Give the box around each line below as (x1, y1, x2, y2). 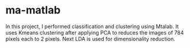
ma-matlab (5, 4, 61, 17)
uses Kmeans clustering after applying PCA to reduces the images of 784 (5, 29, 184, 36)
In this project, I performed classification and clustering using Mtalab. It (5, 23, 179, 30)
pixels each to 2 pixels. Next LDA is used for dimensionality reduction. (5, 35, 175, 42)
